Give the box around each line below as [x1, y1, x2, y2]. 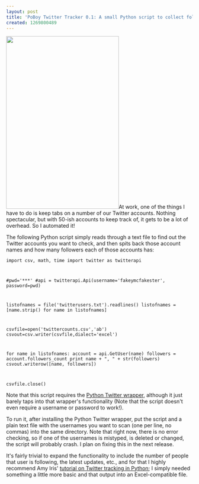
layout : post [6, 8, 38, 15]
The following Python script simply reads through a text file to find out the [6, 234, 187, 241]
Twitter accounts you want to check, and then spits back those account [6, 240, 181, 247]
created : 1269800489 [6, 20, 57, 25]
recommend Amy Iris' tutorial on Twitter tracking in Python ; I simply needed [6, 464, 191, 472]
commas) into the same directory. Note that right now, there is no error [6, 428, 179, 435]
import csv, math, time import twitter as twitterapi [6, 258, 142, 264]
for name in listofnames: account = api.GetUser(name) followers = [6, 350, 176, 357]
